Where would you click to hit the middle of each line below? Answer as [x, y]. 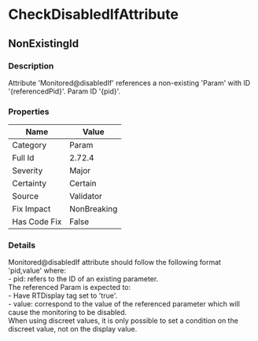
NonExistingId [44, 44]
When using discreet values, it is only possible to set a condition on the [123, 321]
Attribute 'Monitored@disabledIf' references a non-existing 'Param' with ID [129, 82]
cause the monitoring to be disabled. [68, 313]
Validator [86, 196]
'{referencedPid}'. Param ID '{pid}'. [64, 91]
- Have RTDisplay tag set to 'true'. [63, 295]
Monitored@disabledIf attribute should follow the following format [115, 262]
